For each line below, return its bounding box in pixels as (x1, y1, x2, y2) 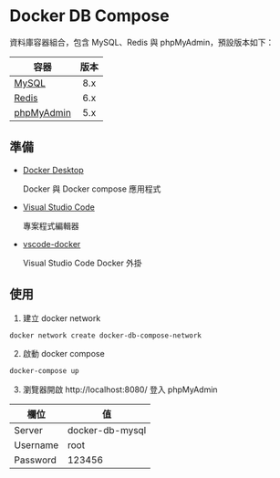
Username (14, 439, 59, 452)
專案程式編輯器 (22, 220, 79, 231)
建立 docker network (22, 312, 101, 324)
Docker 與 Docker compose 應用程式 (22, 183, 161, 194)
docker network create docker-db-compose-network (9, 330, 202, 340)
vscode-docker (22, 238, 81, 249)
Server (14, 424, 43, 437)
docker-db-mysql (67, 424, 147, 437)
